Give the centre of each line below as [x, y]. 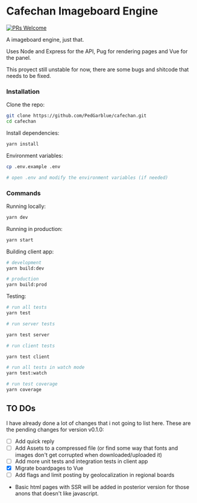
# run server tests [31, 324]
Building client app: [30, 251]
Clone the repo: [26, 105]
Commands [23, 193]
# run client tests [31, 346]
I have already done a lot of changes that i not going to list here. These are [98, 423]
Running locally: [26, 206]
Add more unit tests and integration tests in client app [81, 461]
